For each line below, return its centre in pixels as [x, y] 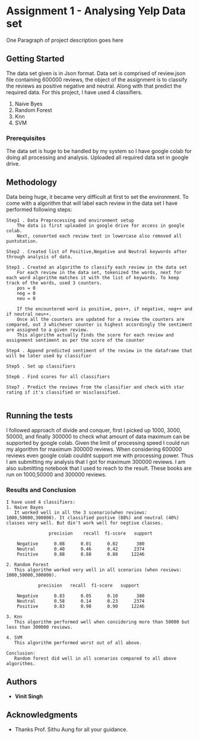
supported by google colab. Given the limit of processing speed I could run [98, 442]
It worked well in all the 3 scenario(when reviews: [80, 512]
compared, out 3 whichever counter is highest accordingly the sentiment [99, 325]
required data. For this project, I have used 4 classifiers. [74, 92]
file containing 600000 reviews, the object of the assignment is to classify [97, 79]
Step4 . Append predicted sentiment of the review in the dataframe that [99, 350]
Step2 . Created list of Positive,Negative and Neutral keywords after [97, 251]
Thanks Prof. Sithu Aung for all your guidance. [71, 729]
